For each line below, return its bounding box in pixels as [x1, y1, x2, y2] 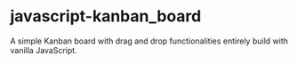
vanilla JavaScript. [10, 44, 78, 55]
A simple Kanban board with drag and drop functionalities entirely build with [10, 35, 288, 46]
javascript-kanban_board [10, 6, 202, 27]
